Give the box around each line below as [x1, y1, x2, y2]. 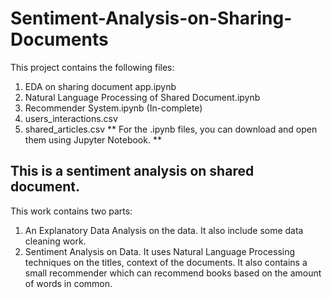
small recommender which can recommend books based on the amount [24, 267, 322, 279]
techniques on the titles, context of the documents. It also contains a [24, 256, 308, 268]
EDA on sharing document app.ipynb [24, 80, 177, 92]
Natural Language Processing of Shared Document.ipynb [24, 91, 261, 103]
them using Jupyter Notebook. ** [24, 133, 162, 146]
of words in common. [24, 277, 113, 289]
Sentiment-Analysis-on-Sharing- [10, 7, 293, 30]
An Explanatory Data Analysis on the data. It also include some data [24, 224, 304, 236]
